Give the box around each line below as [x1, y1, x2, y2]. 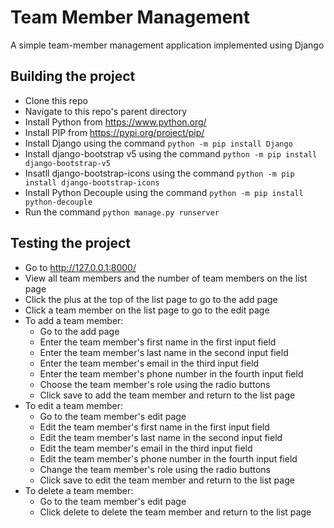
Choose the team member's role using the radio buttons [39, 378, 271, 390]
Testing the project [10, 235, 132, 252]
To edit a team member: [24, 399, 124, 411]
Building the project [10, 68, 136, 85]
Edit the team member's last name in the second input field [39, 431, 283, 443]
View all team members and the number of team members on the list [24, 272, 308, 284]
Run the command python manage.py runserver [24, 206, 220, 218]
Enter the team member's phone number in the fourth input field [39, 367, 304, 380]
